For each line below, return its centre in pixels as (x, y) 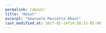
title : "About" (21, 14)
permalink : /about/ (25, 9)
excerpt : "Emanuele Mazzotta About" (43, 18)
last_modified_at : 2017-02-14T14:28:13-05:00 (53, 23)
